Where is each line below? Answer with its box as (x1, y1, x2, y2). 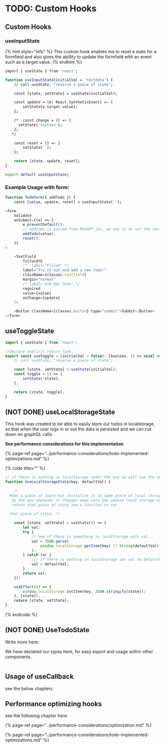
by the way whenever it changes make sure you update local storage (11, 498, 155, 503)
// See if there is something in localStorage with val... (31, 534, 155, 539)
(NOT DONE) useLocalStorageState (5, 408, 115, 416)
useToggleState (5, 327, 55, 335)
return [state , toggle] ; (14, 390, 65, 394)
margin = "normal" (23, 277, 56, 282)
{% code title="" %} (5, 465, 46, 471)
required (23, 286, 41, 291)
